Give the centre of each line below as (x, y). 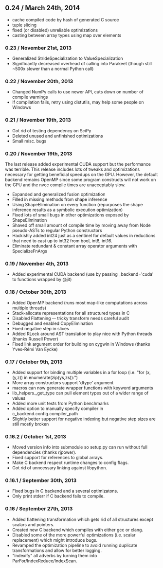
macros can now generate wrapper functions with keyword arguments (82, 388)
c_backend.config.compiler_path (45, 413)
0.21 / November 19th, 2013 (38, 120)
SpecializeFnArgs (30, 251)
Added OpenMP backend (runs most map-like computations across (80, 302)
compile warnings (30, 97)
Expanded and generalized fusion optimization (59, 194)
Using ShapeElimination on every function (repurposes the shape (77, 204)
